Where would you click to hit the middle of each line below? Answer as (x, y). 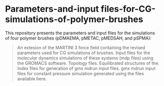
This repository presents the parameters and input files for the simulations (80, 33)
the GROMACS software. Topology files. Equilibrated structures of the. (88, 63)
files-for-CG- (128, 9)
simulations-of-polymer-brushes (74, 19)
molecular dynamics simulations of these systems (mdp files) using (85, 58)
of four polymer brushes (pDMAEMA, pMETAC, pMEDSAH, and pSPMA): (78, 38)
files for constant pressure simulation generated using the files (80, 73)
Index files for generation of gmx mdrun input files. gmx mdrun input (86, 68)
